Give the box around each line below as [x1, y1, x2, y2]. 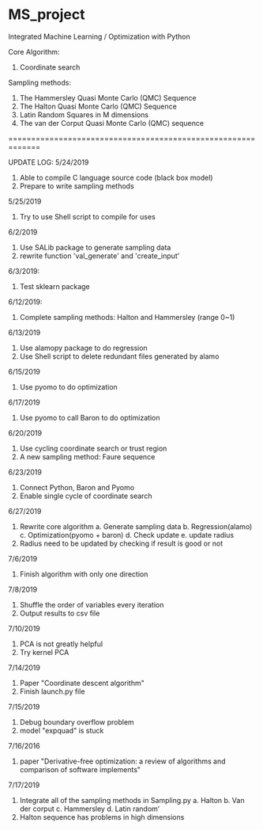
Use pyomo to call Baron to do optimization [19, 413, 160, 422]
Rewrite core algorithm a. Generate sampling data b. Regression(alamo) [19, 521, 253, 531]
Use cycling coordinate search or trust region [19, 444, 167, 453]
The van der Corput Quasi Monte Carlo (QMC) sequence [19, 118, 204, 128]
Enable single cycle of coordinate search [19, 491, 152, 501]
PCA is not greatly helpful [19, 639, 103, 649]
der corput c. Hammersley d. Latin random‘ [19, 804, 160, 813]
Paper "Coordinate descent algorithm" [19, 678, 145, 687]
